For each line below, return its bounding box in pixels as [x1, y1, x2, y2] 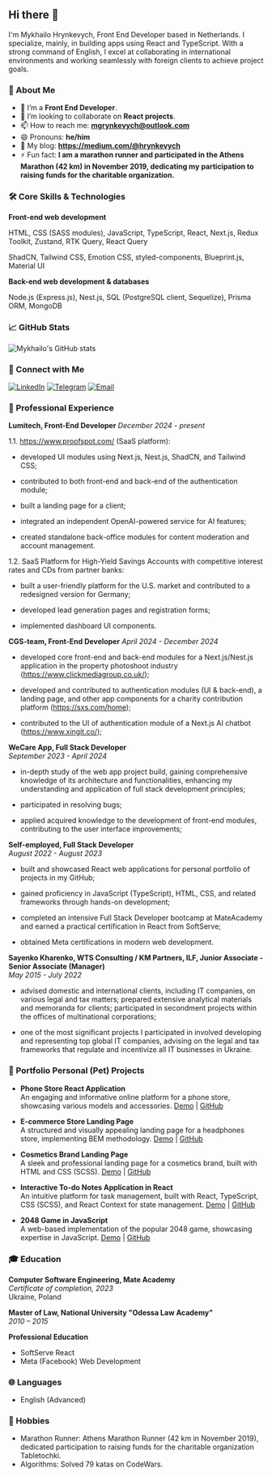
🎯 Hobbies [8, 1415, 50, 1427]
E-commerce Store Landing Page [19, 1116, 134, 1126]
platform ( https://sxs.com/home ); [19, 702, 131, 712]
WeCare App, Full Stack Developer [8, 743, 127, 753]
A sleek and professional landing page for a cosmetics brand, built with [19, 1157, 257, 1168]
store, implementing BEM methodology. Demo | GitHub [19, 1133, 203, 1144]
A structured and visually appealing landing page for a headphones [19, 1125, 245, 1135]
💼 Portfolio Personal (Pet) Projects [8, 1065, 145, 1076]
